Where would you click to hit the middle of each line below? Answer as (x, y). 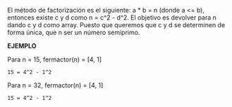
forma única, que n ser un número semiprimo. (74, 32)
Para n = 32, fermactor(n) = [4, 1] (55, 85)
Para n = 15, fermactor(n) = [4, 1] (55, 59)
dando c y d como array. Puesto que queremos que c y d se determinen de (116, 25)
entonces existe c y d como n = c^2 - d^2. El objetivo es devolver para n (112, 17)
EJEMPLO (22, 46)
